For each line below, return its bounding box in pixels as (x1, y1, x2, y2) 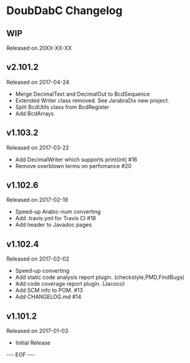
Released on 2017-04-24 (6, 78, 69, 86)
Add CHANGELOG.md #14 (15, 293, 82, 300)
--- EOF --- (6, 351, 35, 359)
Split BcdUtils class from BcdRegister (15, 103, 110, 110)
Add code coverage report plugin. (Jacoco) (15, 280, 125, 288)
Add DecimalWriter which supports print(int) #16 (15, 156, 138, 163)
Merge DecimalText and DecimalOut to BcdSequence (15, 90, 150, 97)
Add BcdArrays (15, 110, 54, 117)
